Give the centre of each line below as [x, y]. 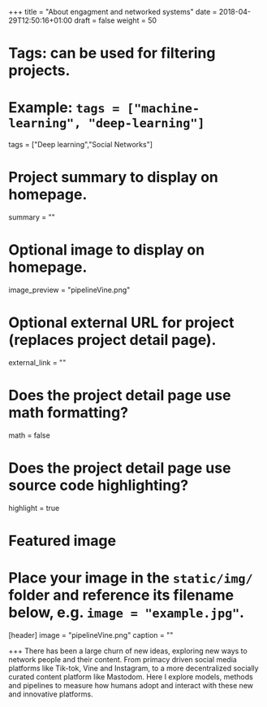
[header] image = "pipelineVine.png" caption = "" [91, 635]
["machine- [164, 109]
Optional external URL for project [121, 323]
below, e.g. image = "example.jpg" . [127, 613]
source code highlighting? [99, 485]
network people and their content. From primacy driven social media [123, 659]
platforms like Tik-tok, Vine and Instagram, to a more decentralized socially [133, 668]
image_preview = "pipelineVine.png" [69, 290]
